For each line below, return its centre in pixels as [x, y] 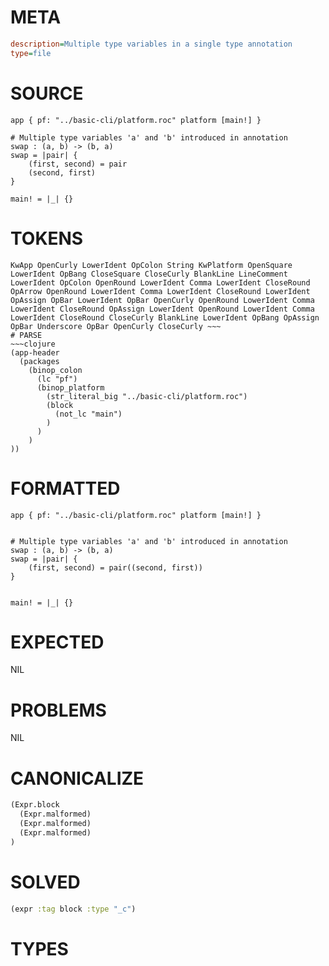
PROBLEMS [58, 710]
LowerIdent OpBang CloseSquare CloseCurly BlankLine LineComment [149, 274]
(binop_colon [55, 370]
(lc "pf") [57, 379]
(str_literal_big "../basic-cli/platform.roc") [147, 396]
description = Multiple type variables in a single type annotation [151, 44]
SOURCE [47, 93]
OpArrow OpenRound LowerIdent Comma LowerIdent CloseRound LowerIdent [160, 291]
